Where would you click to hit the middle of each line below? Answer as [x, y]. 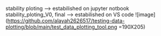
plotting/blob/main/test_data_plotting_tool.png [61, 27]
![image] [145, 15]
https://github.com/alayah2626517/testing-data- [66, 21]
